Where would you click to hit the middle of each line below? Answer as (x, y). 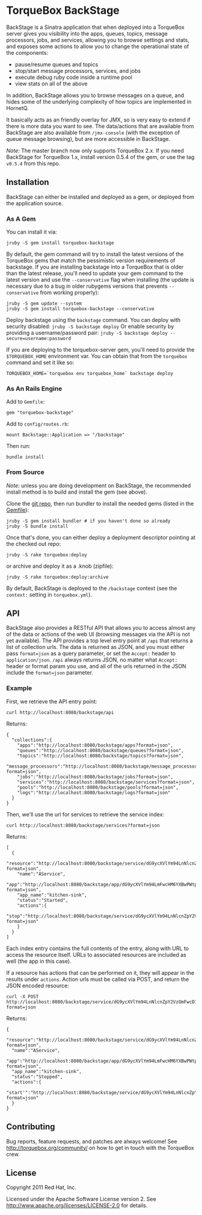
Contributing (31, 1127)
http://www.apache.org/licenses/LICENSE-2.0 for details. (77, 1205)
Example (19, 688)
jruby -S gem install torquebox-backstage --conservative (80, 309)
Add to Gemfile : (26, 402)
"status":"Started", (43, 900)
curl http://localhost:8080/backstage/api (60, 712)
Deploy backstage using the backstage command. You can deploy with (93, 320)
